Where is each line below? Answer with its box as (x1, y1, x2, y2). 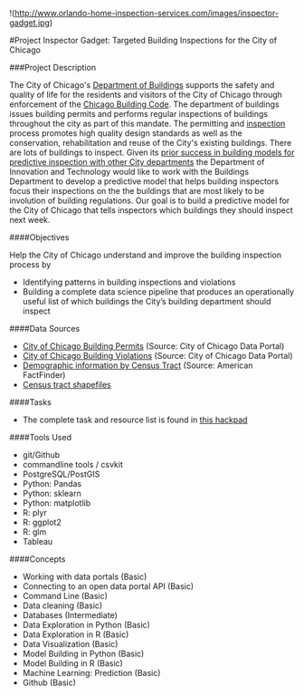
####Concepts (9, 554, 66, 565)
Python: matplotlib (22, 498, 91, 508)
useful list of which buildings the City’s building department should (22, 296, 271, 306)
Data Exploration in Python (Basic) (22, 620, 151, 630)
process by (9, 259, 52, 270)
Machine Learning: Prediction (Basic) (22, 668, 161, 678)
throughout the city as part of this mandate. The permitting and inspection (9, 118, 286, 129)
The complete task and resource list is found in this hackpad (22, 414, 248, 425)
